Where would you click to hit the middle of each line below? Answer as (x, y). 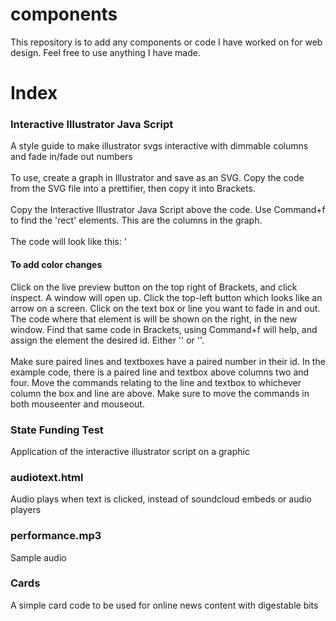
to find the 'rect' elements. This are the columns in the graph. (136, 220)
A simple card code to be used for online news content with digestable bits (164, 605)
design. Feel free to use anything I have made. (105, 52)
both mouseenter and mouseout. (77, 404)
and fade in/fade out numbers (71, 157)
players (26, 510)
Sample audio (38, 557)
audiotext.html (47, 477)
